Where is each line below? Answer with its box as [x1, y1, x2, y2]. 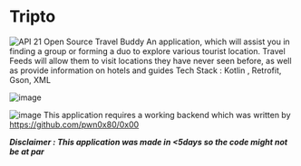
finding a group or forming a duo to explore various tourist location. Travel [9, 45, 286, 56]
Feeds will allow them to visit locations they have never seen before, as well [9, 55, 292, 66]
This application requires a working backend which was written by [44, 109, 292, 120]
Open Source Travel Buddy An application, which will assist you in [44, 36, 290, 47]
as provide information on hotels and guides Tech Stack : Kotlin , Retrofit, [9, 65, 282, 76]
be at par [9, 146, 45, 157]
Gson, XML [9, 74, 52, 85]
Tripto [9, 6, 56, 27]
